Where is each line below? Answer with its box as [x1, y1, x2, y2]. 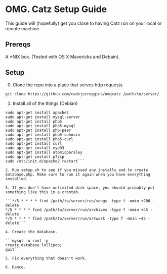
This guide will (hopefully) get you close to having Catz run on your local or [5, 20, 162, 26]
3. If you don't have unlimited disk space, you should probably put [5, 185, 155, 190]
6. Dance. [5, 264, 26, 269]
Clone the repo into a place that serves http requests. [12, 82, 124, 88]
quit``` [5, 247, 22, 252]
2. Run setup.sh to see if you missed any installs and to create [5, 168, 148, 173]
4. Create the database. [5, 229, 58, 234]
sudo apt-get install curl [5, 141, 62, 146]
